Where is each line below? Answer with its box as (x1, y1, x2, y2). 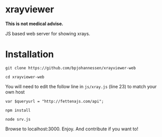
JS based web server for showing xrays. (5, 30, 90, 36)
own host (5, 89, 25, 95)
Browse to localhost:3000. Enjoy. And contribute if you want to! (5, 126, 138, 132)
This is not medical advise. (5, 21, 64, 27)
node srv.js (5, 116, 31, 122)
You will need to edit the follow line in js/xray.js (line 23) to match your (5, 83, 157, 89)
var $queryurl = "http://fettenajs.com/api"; (5, 99, 104, 104)
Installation (5, 49, 54, 60)
